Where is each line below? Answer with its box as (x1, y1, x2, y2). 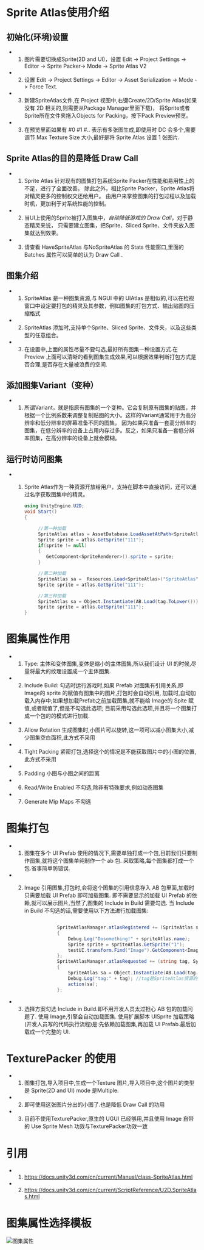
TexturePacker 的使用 (6, 1051, 117, 1065)
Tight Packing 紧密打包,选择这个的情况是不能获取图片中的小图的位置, (24, 748, 197, 755)
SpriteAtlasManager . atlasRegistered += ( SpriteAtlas (56, 924, 193, 930)
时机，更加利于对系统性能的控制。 (24, 199, 110, 207)
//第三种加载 (38, 593, 67, 599)
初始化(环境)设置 (6, 32, 69, 42)
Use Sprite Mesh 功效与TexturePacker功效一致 (31, 1123, 148, 1130)
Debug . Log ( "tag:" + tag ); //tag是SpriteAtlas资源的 (67, 975, 198, 982)
